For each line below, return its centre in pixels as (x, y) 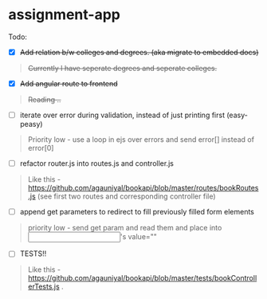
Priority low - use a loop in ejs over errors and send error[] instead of (141, 140)
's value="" (139, 237)
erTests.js (43, 287)
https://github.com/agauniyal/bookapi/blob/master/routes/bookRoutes (143, 188)
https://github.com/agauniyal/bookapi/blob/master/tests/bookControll (142, 278)
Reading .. (44, 100)
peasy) (31, 124)
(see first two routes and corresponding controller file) (127, 196)
